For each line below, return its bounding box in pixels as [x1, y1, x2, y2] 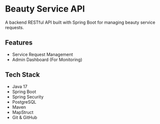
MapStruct [12, 109, 34, 115]
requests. [5, 24, 24, 30]
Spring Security [12, 93, 44, 100]
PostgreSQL [12, 99, 37, 105]
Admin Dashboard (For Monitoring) [12, 57, 82, 62]
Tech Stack [5, 71, 40, 79]
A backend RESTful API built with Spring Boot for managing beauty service [5, 19, 156, 25]
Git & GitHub [12, 114, 38, 120]
